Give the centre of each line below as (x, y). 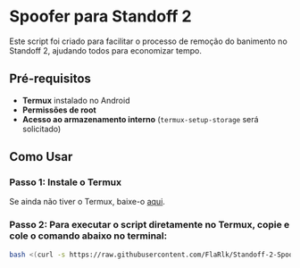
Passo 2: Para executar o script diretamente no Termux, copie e (150, 225)
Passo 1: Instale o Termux (66, 182)
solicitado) (42, 129)
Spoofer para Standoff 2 (100, 17)
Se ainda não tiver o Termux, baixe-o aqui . (87, 202)
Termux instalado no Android (76, 100)
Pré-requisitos (50, 79)
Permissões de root (59, 110)
